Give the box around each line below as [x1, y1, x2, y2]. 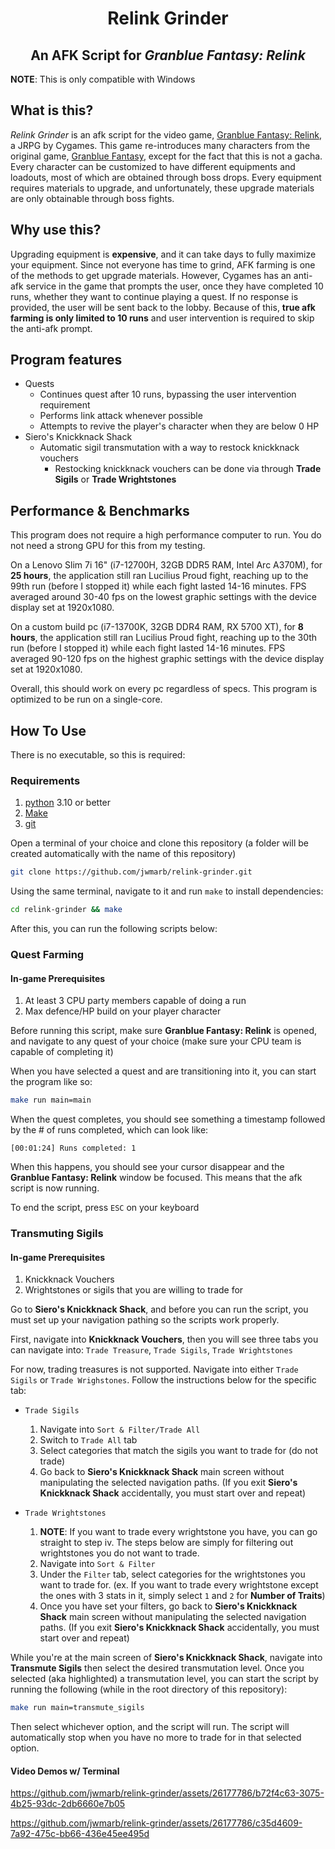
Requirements [10, 773, 81, 787]
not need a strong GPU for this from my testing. [10, 540, 206, 552]
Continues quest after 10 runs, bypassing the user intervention [39, 388, 297, 401]
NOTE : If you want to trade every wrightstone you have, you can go [39, 1526, 318, 1538]
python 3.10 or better [24, 797, 112, 809]
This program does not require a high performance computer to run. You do [10, 529, 322, 541]
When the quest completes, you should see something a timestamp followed [10, 1113, 326, 1126]
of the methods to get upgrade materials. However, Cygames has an [10, 269, 292, 281]
